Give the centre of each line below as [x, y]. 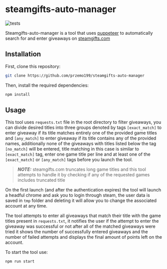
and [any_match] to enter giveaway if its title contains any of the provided [81, 138]
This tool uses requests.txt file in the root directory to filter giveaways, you [83, 122]
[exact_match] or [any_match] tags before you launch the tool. [69, 160]
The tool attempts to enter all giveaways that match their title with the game [83, 216]
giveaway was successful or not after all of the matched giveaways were [80, 226]
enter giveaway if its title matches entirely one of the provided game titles [81, 133]
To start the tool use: [27, 252]
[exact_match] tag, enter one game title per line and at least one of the [78, 154]
